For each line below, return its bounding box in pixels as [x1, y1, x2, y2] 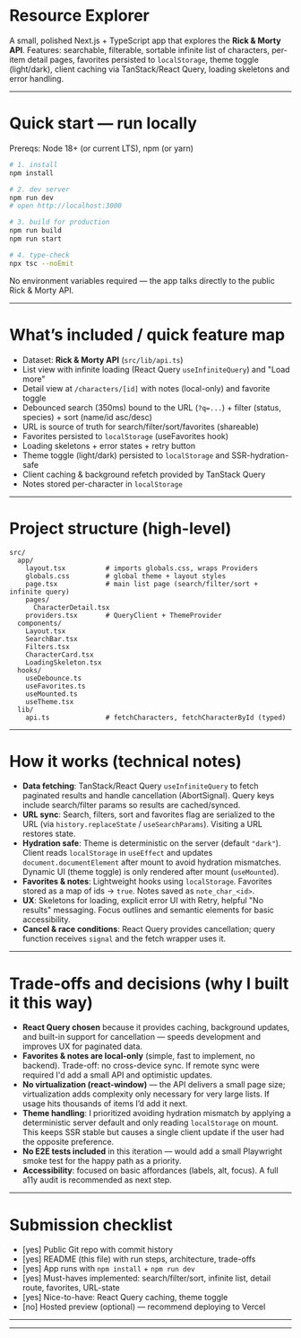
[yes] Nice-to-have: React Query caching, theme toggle [21, 1292, 228, 1303]
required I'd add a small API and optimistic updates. [21, 1070, 213, 1080]
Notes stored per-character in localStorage [21, 478, 184, 489]
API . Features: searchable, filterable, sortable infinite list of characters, [9, 44, 271, 55]
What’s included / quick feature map [9, 324, 285, 345]
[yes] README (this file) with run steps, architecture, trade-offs [21, 1254, 256, 1264]
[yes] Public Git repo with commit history [21, 1245, 173, 1255]
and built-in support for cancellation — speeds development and [21, 1032, 262, 1043]
